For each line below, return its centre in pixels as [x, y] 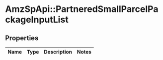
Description [58, 52]
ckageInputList [37, 20]
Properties [22, 38]
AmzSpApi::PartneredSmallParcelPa [82, 9]
